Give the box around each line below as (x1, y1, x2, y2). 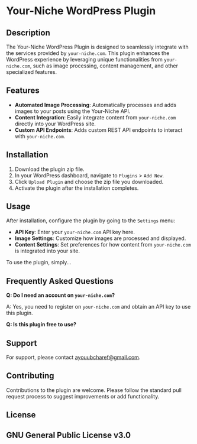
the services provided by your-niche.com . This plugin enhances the (6, 50, 170, 57)
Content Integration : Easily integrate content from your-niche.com (14, 114, 176, 121)
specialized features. (6, 69, 57, 75)
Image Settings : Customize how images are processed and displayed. (14, 235, 186, 242)
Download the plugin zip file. (14, 166, 85, 173)
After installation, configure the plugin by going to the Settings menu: (6, 217, 176, 224)
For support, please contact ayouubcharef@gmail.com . (6, 354, 141, 361)
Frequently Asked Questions (6, 276, 114, 286)
